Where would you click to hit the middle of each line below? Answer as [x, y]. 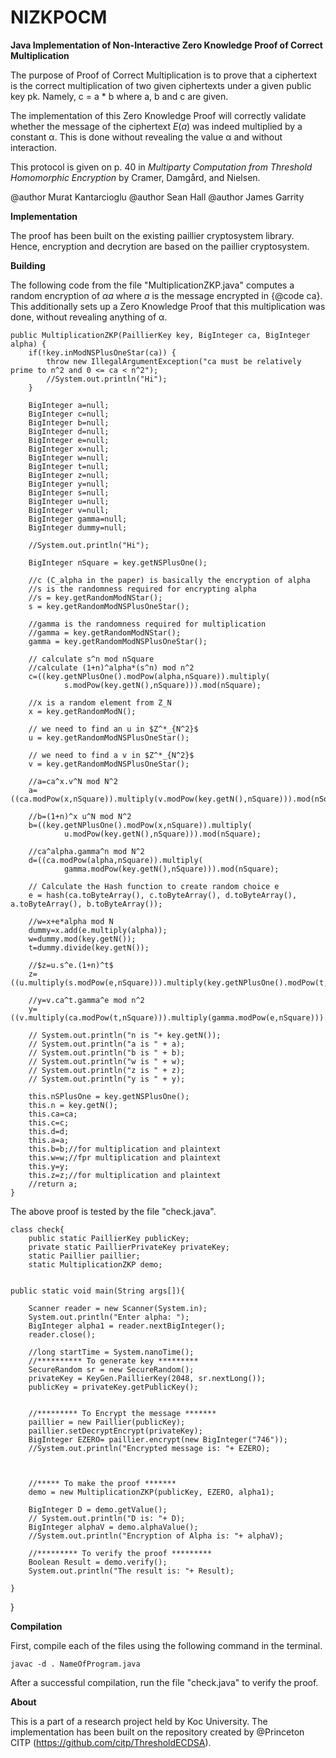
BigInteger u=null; [69, 501]
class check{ [37, 1229]
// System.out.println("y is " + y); [107, 1079]
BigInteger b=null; [69, 422]
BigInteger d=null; [69, 431]
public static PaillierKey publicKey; [109, 1238]
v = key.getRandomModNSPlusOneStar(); [109, 764]
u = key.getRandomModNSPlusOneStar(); [109, 737]
